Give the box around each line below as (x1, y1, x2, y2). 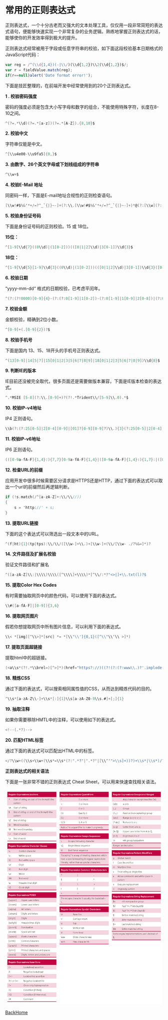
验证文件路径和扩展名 (5, 562, 49, 568)
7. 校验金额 (5, 305, 27, 311)
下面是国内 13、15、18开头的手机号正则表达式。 (5, 347, 103, 354)
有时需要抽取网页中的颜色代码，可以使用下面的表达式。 (5, 593, 119, 599)
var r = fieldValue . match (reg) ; (5, 67, 72, 73)
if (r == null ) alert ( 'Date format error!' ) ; (5, 73, 93, 78)
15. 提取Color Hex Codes (5, 582, 57, 588)
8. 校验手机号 (5, 336, 32, 343)
